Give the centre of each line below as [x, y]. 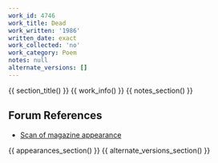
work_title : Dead [37, 23]
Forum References [55, 115]
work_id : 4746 [32, 16]
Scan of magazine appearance [71, 135]
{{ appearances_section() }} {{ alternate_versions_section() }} [109, 150]
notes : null [28, 61]
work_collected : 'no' [44, 46]
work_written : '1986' [44, 30]
